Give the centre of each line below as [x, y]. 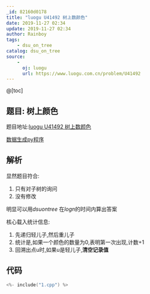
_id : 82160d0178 [26, 12]
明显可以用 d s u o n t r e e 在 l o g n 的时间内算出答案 [62, 209]
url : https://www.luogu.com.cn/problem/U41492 [81, 73]
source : [16, 57]
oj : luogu [34, 68]
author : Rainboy [26, 34]
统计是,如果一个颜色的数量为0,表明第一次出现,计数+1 [79, 242]
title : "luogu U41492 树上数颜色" [47, 17]
